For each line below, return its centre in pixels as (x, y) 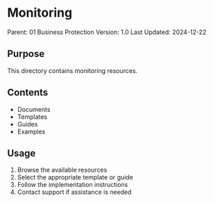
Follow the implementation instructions (73, 185)
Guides (27, 124)
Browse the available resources (62, 170)
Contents (28, 93)
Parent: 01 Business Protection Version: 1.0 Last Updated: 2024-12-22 (107, 32)
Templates (32, 117)
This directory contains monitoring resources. (73, 70)
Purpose (26, 54)
